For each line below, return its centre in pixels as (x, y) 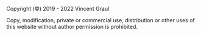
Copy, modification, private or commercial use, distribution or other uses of (100, 20)
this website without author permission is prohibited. (72, 27)
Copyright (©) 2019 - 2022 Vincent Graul (58, 9)
